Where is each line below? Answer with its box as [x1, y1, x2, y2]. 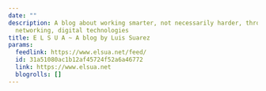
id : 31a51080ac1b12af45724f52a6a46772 [15, 56, 144, 64]
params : [8, 41, 34, 49]
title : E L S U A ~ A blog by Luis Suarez [8, 33, 150, 42]
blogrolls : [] [15, 70, 62, 78]
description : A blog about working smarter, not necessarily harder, [8, 19, 243, 27]
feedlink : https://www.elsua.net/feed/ [15, 48, 147, 56]
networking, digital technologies [15, 26, 129, 34]
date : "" [8, 11, 37, 20]
